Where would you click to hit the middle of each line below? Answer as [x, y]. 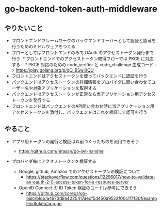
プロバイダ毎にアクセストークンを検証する [54, 161]
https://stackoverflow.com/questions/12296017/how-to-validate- [91, 177]
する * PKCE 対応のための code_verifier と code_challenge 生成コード [82, 65]
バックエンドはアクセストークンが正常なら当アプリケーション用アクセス [84, 94]
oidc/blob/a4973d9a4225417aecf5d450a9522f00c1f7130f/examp [91, 198]
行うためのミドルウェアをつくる [43, 46]
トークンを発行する [31, 100]
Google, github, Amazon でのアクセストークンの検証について [80, 171]
